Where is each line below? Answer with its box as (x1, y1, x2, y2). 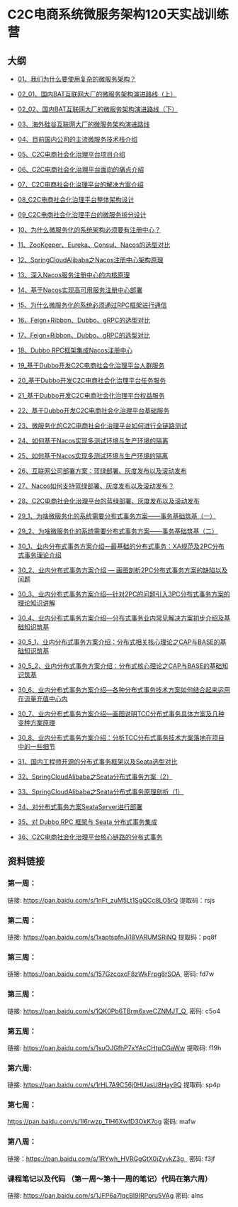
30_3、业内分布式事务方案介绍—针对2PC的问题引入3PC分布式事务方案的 (17, 590, 230, 598)
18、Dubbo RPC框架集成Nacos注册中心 (17, 346, 133, 355)
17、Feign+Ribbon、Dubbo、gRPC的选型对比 (17, 331, 150, 339)
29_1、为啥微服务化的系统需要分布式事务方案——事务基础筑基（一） (17, 512, 216, 520)
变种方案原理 (17, 718, 55, 727)
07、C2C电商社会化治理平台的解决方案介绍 (17, 180, 144, 189)
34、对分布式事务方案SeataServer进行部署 (17, 803, 143, 811)
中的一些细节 (17, 742, 55, 750)
